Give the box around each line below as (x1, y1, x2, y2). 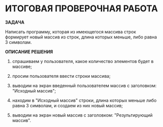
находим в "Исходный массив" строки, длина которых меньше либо (12, 97, 157, 103)
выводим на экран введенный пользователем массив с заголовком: (12, 82, 157, 89)
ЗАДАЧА (5, 19, 25, 25)
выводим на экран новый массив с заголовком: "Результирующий (12, 112, 153, 118)
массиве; (12, 63, 32, 69)
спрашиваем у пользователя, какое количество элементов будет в (12, 58, 154, 64)
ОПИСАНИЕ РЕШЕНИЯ (5, 49, 53, 55)
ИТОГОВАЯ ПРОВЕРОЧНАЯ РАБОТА (5, 3, 158, 14)
